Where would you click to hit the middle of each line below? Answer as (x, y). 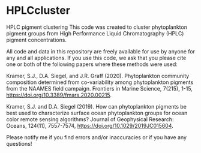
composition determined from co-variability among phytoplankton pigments (100, 82)
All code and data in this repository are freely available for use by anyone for (101, 51)
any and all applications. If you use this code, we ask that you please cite (96, 58)
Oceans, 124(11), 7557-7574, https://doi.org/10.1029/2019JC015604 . (90, 125)
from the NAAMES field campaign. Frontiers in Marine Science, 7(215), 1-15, (100, 88)
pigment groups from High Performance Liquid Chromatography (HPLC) (95, 33)
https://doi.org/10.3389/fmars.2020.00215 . (59, 95)
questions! (19, 143)
